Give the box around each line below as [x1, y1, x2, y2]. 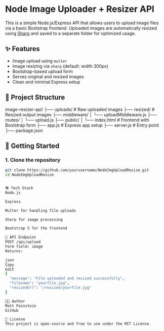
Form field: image [5, 244, 43, 249]
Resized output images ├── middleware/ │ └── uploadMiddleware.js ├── [5, 111, 157, 117]
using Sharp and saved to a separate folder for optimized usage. [5, 30, 136, 36]
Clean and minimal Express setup [12, 79, 81, 85]
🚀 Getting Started [5, 142, 60, 150]
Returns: [5, 248, 23, 253]
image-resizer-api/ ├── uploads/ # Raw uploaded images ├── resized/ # [5, 106, 155, 112]
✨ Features [5, 45, 40, 53]
